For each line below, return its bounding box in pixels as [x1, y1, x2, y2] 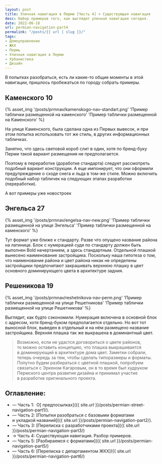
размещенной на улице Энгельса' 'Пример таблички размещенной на [5, 222, 151, 228]
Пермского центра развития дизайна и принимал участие [16, 370, 138, 376]
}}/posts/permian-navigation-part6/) [12, 453, 85, 459]
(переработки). [5, 181, 37, 186]
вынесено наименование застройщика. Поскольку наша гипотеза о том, [5, 252, 156, 258]
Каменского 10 [5, 93, 53, 102]
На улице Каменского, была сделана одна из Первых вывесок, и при [5, 126, 148, 132]
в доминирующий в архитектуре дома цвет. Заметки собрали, [16, 349, 147, 355]
